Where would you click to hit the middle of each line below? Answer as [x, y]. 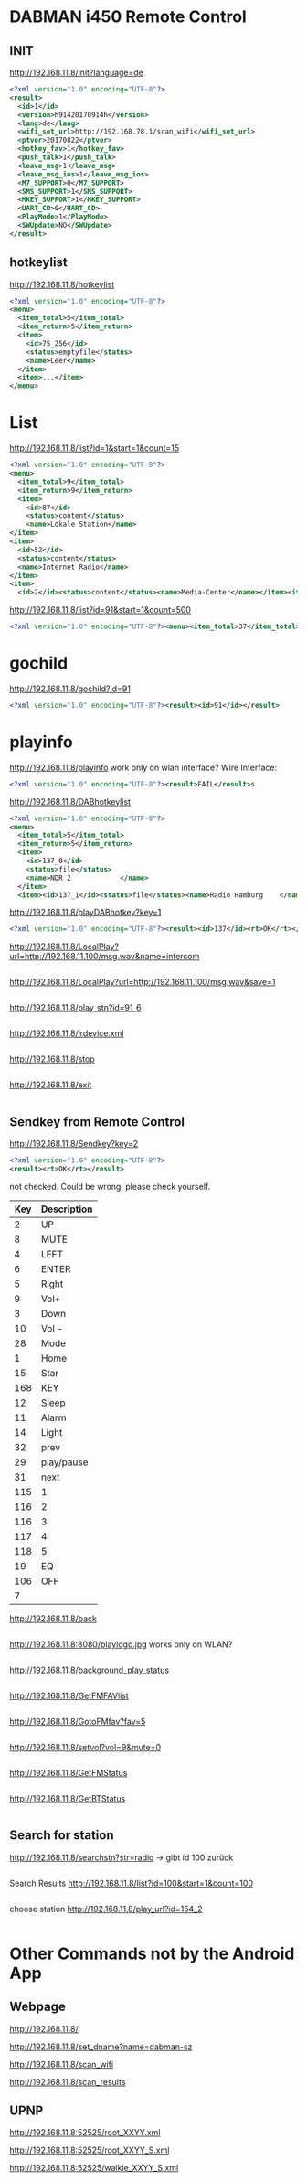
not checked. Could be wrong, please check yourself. [110, 1186]
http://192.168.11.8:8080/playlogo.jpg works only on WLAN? [121, 1644]
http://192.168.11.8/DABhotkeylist [70, 801]
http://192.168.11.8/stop [53, 1059]
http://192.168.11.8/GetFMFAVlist [69, 1695]
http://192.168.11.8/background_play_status [90, 1670]
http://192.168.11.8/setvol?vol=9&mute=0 [85, 1747]
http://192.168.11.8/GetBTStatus [68, 1798]
